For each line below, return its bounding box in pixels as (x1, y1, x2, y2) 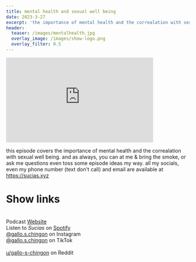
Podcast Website (6, 218, 47, 225)
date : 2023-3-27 (6, 14, 45, 20)
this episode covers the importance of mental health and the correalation (6, 147, 182, 154)
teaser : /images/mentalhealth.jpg (11, 30, 95, 36)
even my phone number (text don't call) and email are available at (6, 166, 163, 173)
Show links (6, 192, 60, 206)
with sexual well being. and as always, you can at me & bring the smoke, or (6, 153, 186, 160)
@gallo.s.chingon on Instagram (6, 230, 81, 237)
